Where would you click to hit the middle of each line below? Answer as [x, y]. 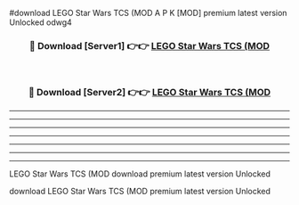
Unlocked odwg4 [41, 22]
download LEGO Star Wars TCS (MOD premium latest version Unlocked [140, 191]
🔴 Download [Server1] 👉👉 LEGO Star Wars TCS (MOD [149, 45]
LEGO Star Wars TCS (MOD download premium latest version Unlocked [140, 174]
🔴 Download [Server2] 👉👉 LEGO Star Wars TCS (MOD [149, 93]
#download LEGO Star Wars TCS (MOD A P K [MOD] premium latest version [148, 13]
